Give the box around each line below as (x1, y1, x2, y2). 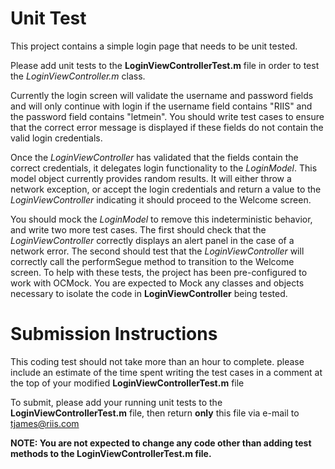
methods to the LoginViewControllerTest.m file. (10, 447, 212, 459)
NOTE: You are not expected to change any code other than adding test (10, 437, 312, 449)
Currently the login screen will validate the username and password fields (10, 89, 314, 101)
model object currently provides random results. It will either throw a (10, 172, 292, 184)
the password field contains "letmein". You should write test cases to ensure (10, 110, 325, 122)
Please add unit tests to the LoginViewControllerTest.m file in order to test (10, 59, 320, 71)
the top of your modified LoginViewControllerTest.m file (10, 377, 245, 389)
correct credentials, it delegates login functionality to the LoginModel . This (10, 162, 318, 174)
